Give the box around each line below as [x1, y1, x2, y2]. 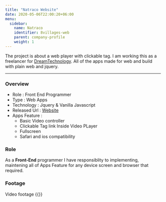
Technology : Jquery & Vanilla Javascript [12, 102, 95, 108]
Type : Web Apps [12, 97, 48, 103]
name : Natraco [14, 26, 43, 31]
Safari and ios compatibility [19, 134, 76, 140]
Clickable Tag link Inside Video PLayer [19, 123, 98, 129]
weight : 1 [14, 40, 35, 44]
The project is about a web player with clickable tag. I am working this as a [5, 53, 157, 59]
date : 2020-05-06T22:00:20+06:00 [5, 12, 74, 17]
